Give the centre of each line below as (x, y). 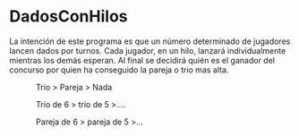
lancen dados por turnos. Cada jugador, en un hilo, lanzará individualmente (148, 50)
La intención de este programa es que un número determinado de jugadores (150, 41)
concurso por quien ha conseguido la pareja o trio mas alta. (119, 70)
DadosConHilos (68, 17)
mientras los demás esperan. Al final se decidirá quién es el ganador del (142, 60)
